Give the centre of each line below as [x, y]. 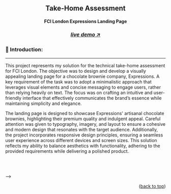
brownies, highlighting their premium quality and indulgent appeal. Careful [83, 119]
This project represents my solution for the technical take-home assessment [85, 65]
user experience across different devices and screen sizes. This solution [81, 140]
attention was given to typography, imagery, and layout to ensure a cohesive [85, 124]
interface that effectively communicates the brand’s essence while [92, 98]
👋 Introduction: [24, 49]
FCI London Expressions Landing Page [85, 21]
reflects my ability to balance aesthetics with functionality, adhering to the [83, 146]
